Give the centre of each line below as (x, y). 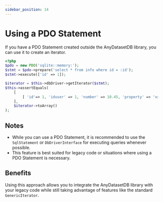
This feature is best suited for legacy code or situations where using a (82, 153)
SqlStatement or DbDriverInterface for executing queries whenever (79, 142)
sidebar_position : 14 (27, 9)
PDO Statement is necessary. (41, 158)
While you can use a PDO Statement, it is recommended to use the (79, 137)
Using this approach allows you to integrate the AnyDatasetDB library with (79, 185)
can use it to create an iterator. (36, 52)
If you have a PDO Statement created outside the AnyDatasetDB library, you (81, 47)
